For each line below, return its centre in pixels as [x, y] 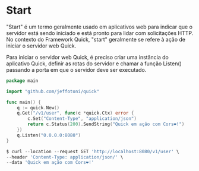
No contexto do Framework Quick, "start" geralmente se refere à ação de [96, 39]
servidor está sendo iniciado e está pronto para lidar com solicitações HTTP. [100, 33]
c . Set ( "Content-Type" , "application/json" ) [82, 119]
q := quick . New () [38, 107]
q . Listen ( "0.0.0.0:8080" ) [49, 135]
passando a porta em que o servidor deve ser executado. [76, 69]
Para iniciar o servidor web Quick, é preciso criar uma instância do [88, 57]
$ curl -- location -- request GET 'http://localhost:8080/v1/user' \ [93, 151]
